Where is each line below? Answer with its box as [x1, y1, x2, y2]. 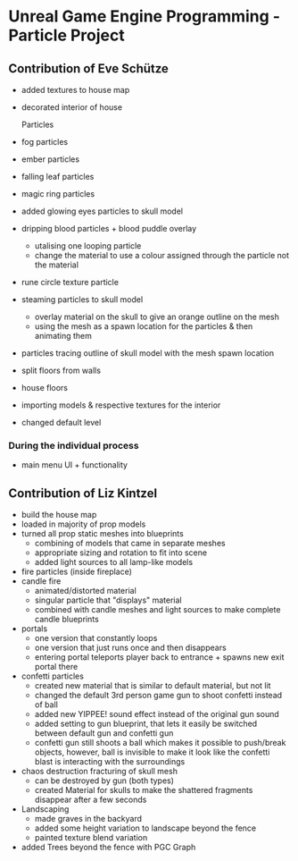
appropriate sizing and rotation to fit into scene [34, 547, 207, 558]
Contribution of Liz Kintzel [8, 485, 158, 501]
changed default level [21, 418, 102, 427]
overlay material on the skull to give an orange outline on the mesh [34, 311, 280, 322]
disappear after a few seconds [34, 794, 147, 806]
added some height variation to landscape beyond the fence [34, 823, 257, 833]
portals [21, 623, 48, 634]
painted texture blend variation [34, 832, 148, 843]
